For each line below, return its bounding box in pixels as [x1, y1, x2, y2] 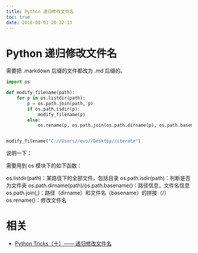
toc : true [6, 14, 31, 20]
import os [6, 79, 31, 85]
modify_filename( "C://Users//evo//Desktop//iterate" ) [6, 138, 141, 144]
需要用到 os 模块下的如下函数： [6, 162, 82, 169]
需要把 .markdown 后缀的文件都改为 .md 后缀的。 [6, 67, 126, 74]
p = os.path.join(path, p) [27, 101, 94, 106]
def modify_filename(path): [6, 89, 75, 96]
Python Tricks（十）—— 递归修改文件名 [14, 240, 112, 247]
